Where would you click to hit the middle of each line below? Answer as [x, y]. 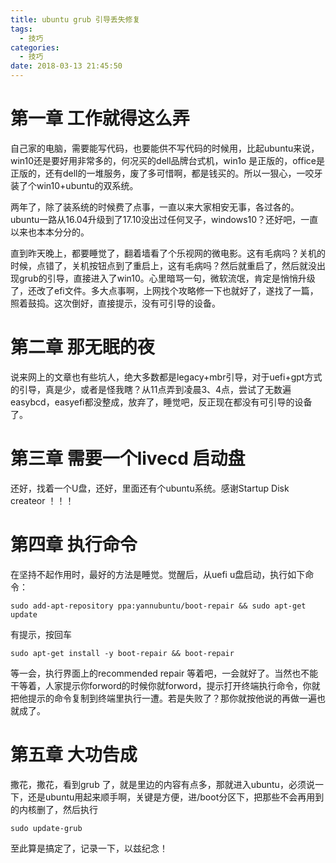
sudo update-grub [46, 828]
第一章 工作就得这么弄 [100, 118]
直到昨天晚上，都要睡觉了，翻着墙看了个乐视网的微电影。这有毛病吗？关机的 [168, 253]
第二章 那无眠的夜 [82, 347]
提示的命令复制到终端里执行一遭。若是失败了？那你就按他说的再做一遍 [172, 698]
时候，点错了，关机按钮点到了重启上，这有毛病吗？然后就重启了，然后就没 [163, 265]
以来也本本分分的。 [50, 232]
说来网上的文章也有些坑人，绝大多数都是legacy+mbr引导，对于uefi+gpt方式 [166, 377]
